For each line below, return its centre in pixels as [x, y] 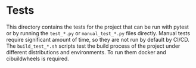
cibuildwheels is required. [38, 58]
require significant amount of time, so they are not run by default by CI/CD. [98, 39]
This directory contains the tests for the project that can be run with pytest [98, 27]
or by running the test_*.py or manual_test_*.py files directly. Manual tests [98, 33]
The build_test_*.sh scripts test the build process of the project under [93, 46]
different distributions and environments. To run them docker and [86, 52]
